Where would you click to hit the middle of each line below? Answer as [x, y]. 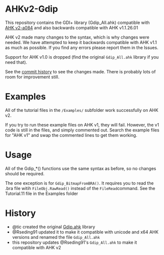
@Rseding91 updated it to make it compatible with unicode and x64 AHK [85, 232]
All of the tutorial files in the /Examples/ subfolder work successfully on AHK [82, 110]
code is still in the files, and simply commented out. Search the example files [82, 130]
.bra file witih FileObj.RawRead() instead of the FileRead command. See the [80, 188]
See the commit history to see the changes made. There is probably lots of [80, 71]
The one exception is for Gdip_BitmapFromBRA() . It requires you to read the [80, 183]
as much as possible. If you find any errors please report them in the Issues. [82, 47]
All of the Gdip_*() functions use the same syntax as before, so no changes [81, 168]
